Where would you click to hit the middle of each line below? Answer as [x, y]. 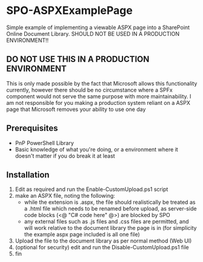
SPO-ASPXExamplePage [70, 11]
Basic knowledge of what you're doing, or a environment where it [97, 149]
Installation [28, 174]
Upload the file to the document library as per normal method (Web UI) [103, 241]
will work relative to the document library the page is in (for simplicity [110, 228]
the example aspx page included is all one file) [82, 235]
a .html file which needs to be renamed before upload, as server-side [110, 209]
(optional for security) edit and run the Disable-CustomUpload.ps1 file [102, 247]
